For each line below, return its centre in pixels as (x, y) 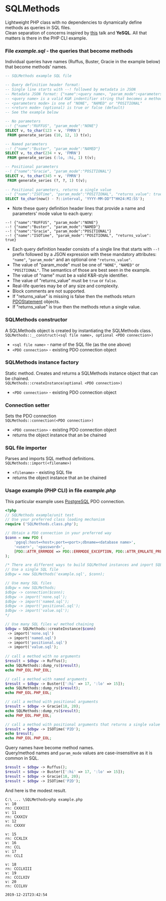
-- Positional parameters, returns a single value (58, 190)
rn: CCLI (14, 856)
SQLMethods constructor (36, 320)
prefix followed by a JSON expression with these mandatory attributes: (84, 255)
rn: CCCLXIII (19, 869)
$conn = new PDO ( (24, 538)
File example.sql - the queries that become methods (69, 51)
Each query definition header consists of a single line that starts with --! (86, 249)
